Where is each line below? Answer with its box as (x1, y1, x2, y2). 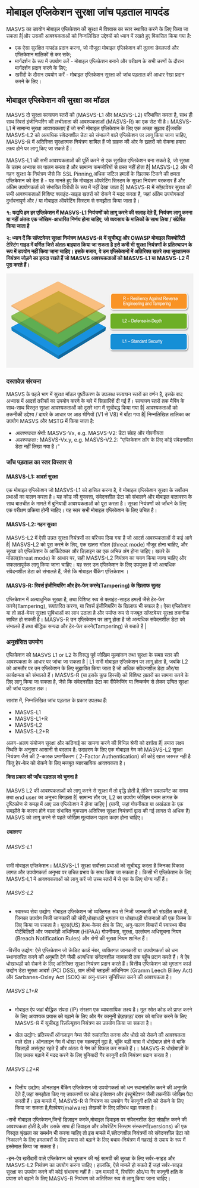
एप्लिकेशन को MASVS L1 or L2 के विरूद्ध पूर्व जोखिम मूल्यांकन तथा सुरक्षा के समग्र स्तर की (6, 651, 179, 658)
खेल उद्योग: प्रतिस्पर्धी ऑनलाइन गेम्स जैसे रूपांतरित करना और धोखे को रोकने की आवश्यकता (14, 1032, 186, 1039)
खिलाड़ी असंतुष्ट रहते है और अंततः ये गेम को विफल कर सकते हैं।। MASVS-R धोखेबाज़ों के (14, 1045, 189, 1052)
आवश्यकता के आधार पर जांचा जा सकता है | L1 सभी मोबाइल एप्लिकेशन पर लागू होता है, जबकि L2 (6, 658, 188, 665)
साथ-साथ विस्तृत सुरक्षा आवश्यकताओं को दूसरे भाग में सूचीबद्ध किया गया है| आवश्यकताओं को (6, 404, 178, 411)
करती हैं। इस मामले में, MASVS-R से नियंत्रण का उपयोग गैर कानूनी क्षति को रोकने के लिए (14, 1097, 184, 1104)
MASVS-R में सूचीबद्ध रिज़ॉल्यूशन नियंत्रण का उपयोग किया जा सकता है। (14, 1020, 153, 1027)
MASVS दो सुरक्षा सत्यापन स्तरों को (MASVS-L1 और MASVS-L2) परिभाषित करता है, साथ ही (6, 111, 193, 118)
